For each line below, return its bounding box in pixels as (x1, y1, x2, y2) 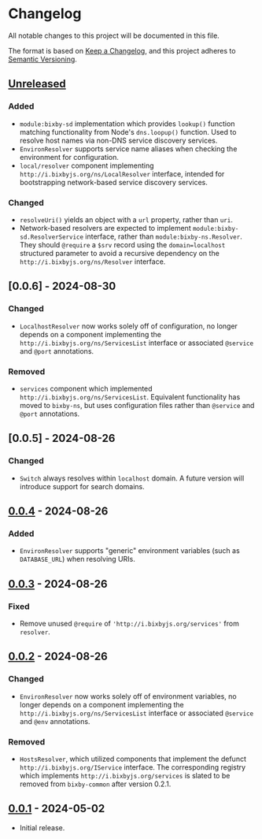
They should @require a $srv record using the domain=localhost (19, 239, 226, 249)
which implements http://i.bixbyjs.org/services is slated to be (19, 770, 231, 780)
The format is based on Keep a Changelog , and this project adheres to (8, 46, 236, 55)
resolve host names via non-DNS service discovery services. (19, 136, 218, 145)
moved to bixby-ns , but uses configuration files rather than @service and (19, 400, 255, 410)
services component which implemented (19, 384, 153, 393)
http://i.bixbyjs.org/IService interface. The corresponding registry (19, 762, 246, 772)
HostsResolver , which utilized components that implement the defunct (19, 754, 246, 763)
